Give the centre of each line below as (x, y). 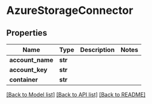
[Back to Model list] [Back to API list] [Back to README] (76, 95)
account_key (28, 70)
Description (97, 50)
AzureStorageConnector (70, 11)
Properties (27, 33)
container (24, 80)
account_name (31, 60)
